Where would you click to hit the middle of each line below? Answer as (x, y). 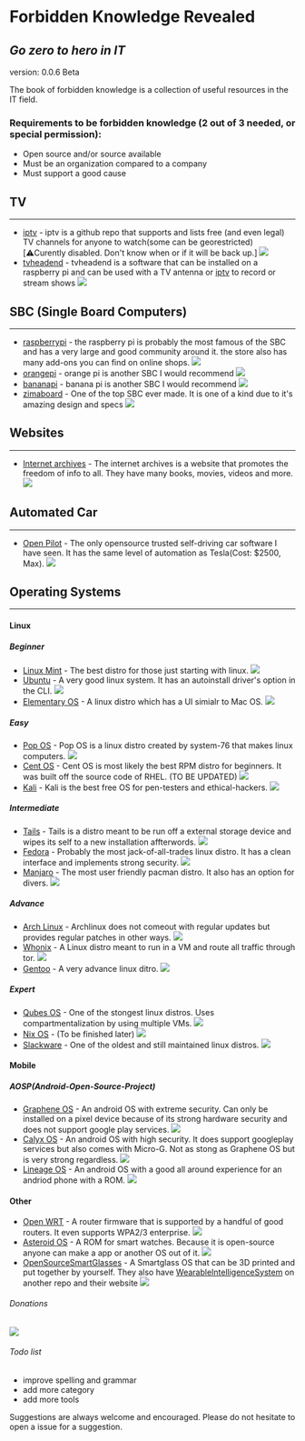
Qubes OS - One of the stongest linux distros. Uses (118, 1012)
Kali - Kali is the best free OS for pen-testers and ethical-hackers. (145, 787)
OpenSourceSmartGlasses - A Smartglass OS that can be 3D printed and (158, 1262)
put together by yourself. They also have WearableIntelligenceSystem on (158, 1272)
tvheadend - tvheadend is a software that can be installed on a (140, 263)
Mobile (23, 1066)
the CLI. (37, 690)
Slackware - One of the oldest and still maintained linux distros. (141, 1045)
